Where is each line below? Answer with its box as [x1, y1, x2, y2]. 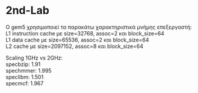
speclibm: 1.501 [5, 73, 44, 80]
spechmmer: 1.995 [5, 67, 52, 74]
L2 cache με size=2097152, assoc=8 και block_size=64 [5, 43, 144, 50]
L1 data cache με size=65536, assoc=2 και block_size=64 [5, 36, 149, 43]
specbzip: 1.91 [5, 61, 41, 68]
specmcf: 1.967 [5, 79, 44, 87]
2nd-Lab [5, 4, 49, 17]
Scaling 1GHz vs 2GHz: [5, 54, 63, 61]
